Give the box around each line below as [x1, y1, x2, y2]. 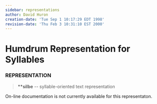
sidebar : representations [5, 7, 59, 13]
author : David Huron [5, 12, 49, 17]
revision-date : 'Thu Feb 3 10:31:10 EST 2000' [5, 21, 105, 27]
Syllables [5, 54, 45, 66]
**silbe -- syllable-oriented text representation [17, 83, 115, 89]
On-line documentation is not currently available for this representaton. [5, 93, 152, 99]
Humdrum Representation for [5, 43, 130, 55]
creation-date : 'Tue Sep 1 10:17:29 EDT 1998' [5, 17, 105, 22]
